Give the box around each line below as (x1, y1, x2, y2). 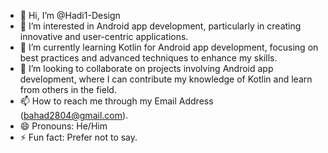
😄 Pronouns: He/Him (19, 120, 108, 132)
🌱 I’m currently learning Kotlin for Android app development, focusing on (19, 41, 319, 53)
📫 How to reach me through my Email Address (19, 95, 214, 107)
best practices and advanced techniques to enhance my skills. (19, 52, 278, 64)
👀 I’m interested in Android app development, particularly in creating (19, 20, 302, 32)
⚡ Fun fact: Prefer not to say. (19, 131, 138, 143)
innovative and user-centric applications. (19, 31, 189, 42)
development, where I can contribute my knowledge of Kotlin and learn (19, 73, 313, 85)
